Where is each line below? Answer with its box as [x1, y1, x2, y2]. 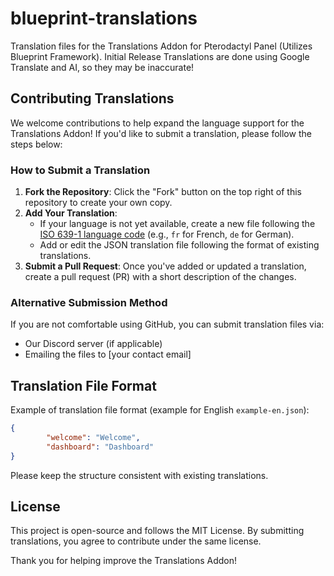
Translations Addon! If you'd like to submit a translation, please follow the [10, 127, 312, 139]
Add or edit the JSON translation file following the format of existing [39, 239, 320, 251]
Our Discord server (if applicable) [24, 338, 163, 350]
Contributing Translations [10, 90, 175, 107]
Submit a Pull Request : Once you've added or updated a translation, [24, 260, 307, 272]
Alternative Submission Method [10, 295, 168, 309]
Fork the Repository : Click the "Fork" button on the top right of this [24, 186, 302, 198]
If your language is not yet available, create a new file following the [39, 218, 316, 230]
